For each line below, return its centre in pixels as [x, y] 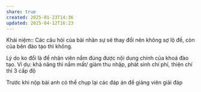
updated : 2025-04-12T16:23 [40, 23]
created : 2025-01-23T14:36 [40, 17]
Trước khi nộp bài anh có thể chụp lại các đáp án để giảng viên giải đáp [94, 82]
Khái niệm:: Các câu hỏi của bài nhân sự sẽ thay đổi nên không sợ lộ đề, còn [100, 40]
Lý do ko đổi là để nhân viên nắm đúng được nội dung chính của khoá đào [97, 58]
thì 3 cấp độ [21, 71]
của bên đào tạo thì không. [40, 46]
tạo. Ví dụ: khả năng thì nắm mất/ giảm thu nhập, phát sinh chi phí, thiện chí [100, 64]
